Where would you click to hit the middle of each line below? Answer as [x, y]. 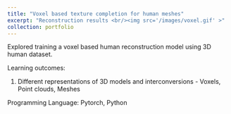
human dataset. [30, 54]
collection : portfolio [40, 27]
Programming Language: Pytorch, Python [67, 103]
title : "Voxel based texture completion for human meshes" [96, 14]
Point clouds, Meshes [49, 89]
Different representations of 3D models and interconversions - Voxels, [119, 82]
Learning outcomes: [36, 68]
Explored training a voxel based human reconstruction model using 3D [109, 47]
